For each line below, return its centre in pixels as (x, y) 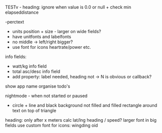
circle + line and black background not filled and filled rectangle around (85, 105)
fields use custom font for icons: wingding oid (52, 125)
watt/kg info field (29, 66)
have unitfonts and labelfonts (42, 37)
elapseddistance (22, 12)
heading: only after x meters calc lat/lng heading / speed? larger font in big (81, 120)
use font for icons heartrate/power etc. (51, 47)
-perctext (15, 22)
